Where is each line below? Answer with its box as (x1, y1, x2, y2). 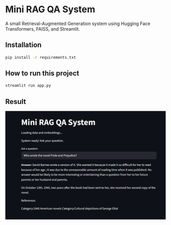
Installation (5, 41, 42, 49)
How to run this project (5, 69, 79, 78)
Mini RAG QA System (5, 4, 96, 15)
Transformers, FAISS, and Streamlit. (5, 26, 80, 32)
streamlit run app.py (5, 83, 51, 88)
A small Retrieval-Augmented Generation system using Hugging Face (5, 20, 151, 27)
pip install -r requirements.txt (5, 55, 76, 60)
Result (5, 97, 26, 106)
